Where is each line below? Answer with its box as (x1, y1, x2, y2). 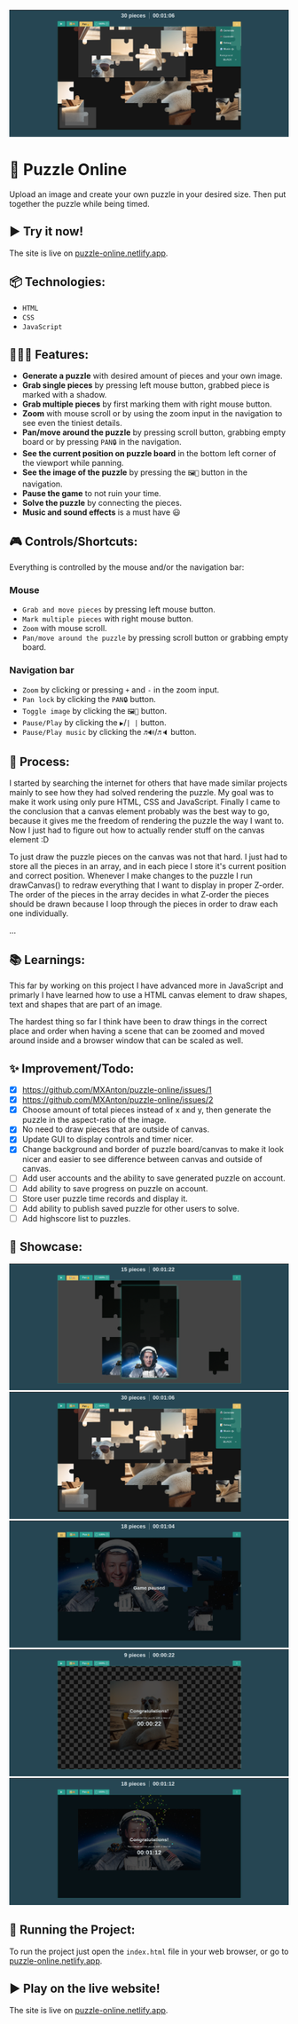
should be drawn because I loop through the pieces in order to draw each (9, 898, 278, 910)
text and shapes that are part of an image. (9, 1000, 162, 1010)
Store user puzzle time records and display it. (21, 1193, 188, 1204)
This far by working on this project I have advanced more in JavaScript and (9, 980, 284, 991)
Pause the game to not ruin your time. (21, 488, 161, 499)
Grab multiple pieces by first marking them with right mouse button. (21, 399, 272, 409)
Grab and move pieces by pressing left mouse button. (21, 605, 216, 615)
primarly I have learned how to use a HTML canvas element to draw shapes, (9, 990, 288, 1000)
